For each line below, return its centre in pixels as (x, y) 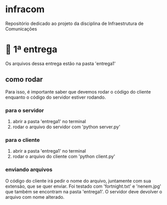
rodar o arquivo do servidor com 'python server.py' (66, 127)
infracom (25, 9)
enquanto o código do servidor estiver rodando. (56, 97)
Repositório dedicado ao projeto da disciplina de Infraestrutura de (75, 23)
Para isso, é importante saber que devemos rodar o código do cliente (78, 92)
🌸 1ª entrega (31, 50)
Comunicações (21, 28)
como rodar (24, 80)
